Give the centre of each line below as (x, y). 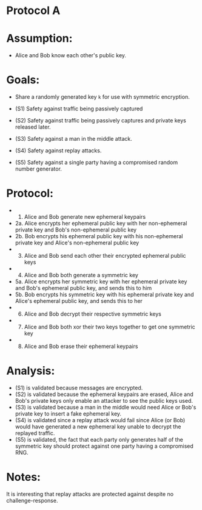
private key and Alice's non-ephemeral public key (77, 243)
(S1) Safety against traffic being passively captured (79, 109)
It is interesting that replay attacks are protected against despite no (90, 494)
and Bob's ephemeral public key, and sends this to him (83, 288)
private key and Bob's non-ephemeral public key (76, 230)
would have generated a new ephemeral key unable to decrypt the (98, 427)
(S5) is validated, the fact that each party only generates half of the (99, 439)
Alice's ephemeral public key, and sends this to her (79, 301)
